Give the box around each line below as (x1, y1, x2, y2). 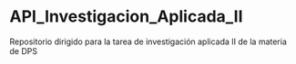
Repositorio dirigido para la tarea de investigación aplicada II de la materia (9, 36, 287, 47)
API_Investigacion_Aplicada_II (9, 6, 243, 27)
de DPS (9, 45, 38, 56)
